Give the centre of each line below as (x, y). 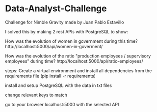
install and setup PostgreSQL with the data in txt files (58, 85)
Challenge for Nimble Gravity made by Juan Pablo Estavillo (65, 22)
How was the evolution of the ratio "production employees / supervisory (78, 56)
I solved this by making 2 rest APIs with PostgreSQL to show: (67, 31)
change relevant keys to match (36, 95)
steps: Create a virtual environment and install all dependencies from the (78, 70)
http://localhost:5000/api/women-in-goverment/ (54, 46)
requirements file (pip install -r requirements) (50, 76)
